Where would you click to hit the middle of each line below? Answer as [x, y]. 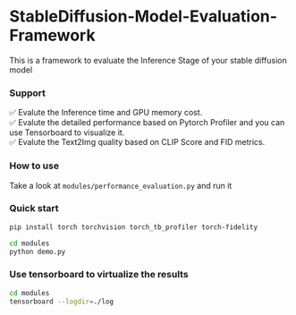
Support [28, 93]
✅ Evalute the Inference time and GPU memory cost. [106, 113]
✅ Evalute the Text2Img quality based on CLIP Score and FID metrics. [137, 142]
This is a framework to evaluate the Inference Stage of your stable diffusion [148, 60]
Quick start [34, 209]
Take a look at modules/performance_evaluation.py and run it [121, 185]
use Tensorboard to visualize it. [67, 132]
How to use [34, 166]
